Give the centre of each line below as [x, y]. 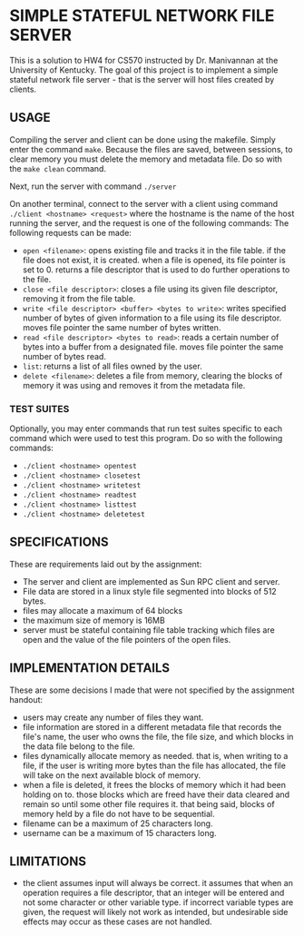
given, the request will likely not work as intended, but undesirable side [155, 912]
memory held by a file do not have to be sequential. [118, 813]
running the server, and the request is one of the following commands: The [149, 222]
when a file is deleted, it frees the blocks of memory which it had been [154, 784]
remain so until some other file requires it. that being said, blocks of [148, 803]
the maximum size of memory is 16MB [93, 620]
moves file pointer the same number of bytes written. [122, 327]
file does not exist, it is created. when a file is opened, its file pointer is [154, 260]
